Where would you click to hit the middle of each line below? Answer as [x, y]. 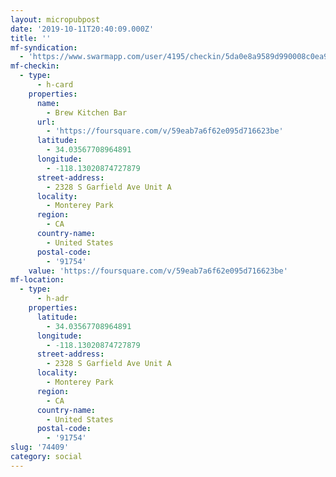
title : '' [31, 38]
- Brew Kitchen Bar [87, 112]
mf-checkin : [35, 66]
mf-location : [37, 280]
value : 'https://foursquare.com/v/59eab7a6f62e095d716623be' [158, 271]
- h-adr [53, 299]
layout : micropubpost [55, 19]
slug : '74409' [40, 447]
